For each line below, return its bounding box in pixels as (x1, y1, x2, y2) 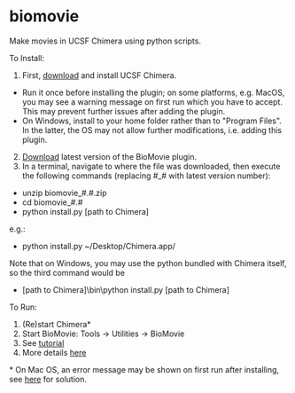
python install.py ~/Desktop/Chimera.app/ (21, 240, 175, 251)
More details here (21, 347, 87, 358)
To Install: (9, 52, 45, 63)
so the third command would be (9, 267, 126, 278)
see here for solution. (9, 373, 87, 384)
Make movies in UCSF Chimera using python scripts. (9, 35, 202, 46)
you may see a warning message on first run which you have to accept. (21, 96, 283, 107)
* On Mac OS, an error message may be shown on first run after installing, (9, 364, 280, 374)
